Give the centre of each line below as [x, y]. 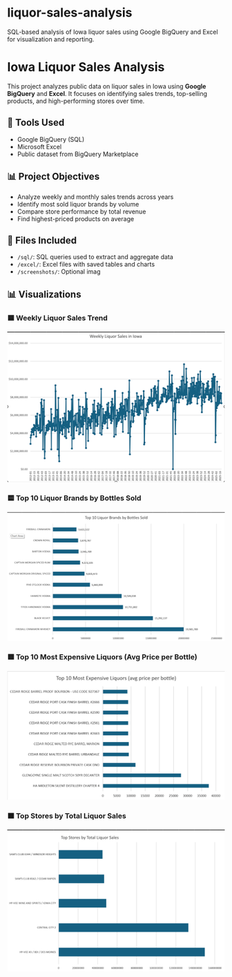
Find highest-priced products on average [76, 218]
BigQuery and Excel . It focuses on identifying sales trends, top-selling [107, 93]
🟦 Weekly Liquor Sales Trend [58, 318]
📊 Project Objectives [54, 177]
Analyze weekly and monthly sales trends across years [95, 197]
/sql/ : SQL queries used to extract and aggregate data [95, 257]
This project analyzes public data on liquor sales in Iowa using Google [107, 86]
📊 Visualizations [44, 294]
